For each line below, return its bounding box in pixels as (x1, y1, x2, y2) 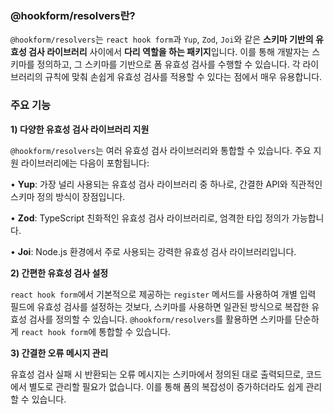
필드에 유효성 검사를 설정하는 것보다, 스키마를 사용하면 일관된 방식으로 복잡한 (10, 300, 310, 312)
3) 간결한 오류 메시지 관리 (10, 347, 109, 359)
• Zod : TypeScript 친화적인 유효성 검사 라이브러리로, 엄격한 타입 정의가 (10, 212, 290, 224)
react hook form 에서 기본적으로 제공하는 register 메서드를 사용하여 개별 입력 (10, 288, 317, 300)
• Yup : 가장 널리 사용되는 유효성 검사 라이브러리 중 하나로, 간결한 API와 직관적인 (10, 178, 323, 190)
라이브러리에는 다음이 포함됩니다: (20, 157, 150, 169)
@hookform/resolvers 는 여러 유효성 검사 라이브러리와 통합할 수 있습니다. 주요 (10, 144, 312, 156)
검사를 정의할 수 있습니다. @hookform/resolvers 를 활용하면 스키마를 (28, 313, 293, 325)
